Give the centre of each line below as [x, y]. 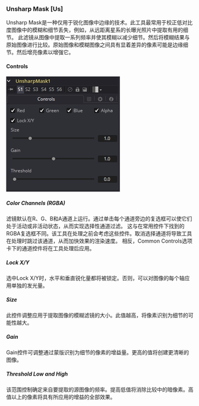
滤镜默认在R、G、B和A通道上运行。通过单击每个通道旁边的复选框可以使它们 [99, 219]
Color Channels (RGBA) [36, 203]
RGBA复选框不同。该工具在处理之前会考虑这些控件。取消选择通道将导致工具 [99, 234]
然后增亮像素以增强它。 [45, 52]
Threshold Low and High [37, 374]
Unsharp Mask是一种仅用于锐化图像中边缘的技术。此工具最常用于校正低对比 [99, 23]
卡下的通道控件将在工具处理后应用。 [50, 248]
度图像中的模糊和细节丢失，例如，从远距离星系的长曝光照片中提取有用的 [94, 30]
